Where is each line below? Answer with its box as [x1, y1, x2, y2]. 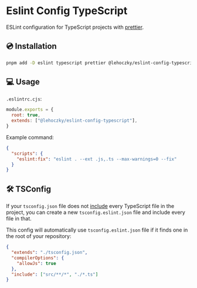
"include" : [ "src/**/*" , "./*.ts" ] [11, 272, 98, 277]
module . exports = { [6, 107, 54, 113]
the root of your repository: [6, 233, 72, 240]
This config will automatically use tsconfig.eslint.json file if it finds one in [6, 226, 188, 233]
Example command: [6, 133, 54, 140]
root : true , [11, 112, 41, 118]
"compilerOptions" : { [11, 254, 64, 261]
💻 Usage [6, 77, 40, 87]
